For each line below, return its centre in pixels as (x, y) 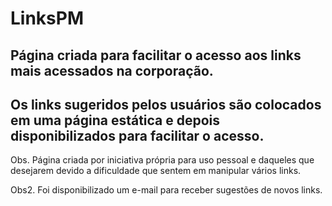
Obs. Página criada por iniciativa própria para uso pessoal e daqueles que (162, 160)
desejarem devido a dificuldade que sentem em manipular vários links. (156, 171)
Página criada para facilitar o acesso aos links (156, 55)
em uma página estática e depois (115, 120)
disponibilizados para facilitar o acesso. (137, 135)
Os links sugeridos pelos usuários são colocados (166, 104)
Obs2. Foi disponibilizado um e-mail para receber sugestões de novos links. (166, 190)
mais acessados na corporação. (112, 70)
